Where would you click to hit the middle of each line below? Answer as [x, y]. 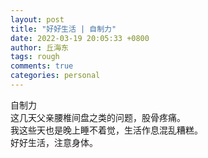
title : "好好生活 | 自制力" [63, 29]
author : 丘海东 [39, 47]
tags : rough [35, 57]
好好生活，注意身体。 [54, 142]
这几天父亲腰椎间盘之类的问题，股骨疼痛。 [98, 117]
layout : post [37, 19]
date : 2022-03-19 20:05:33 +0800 [80, 38]
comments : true [42, 66]
